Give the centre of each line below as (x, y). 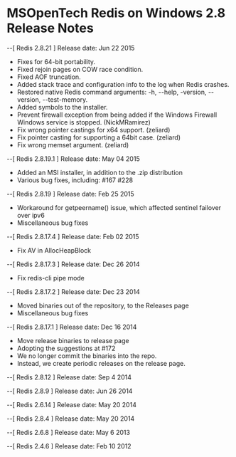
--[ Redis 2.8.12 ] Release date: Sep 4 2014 (69, 377)
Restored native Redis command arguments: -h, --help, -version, (112, 92)
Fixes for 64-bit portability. (56, 61)
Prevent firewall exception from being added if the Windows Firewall (117, 115)
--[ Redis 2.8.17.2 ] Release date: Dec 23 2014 (73, 291)
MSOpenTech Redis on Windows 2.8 (116, 13)
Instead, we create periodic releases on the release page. (101, 363)
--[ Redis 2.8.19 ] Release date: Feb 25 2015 (70, 194)
